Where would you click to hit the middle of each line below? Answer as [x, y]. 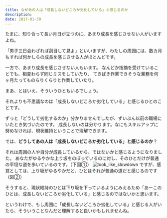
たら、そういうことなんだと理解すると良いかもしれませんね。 [69, 211]
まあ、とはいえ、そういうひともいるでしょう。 [53, 91]
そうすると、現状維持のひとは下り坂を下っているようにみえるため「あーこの [83, 187]
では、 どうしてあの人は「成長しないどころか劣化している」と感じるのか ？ [82, 141]
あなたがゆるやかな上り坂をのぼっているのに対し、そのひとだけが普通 [87, 158]
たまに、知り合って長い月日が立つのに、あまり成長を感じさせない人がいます [83, 34]
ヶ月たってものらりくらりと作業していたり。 [51, 80]
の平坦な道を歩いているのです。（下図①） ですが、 [81, 164]
